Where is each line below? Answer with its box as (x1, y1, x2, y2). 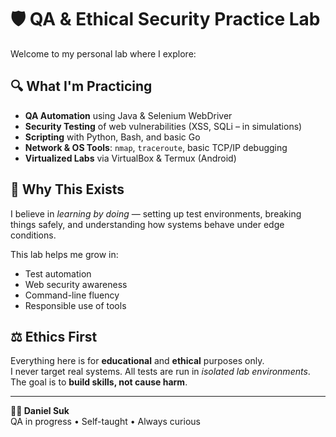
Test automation (24, 267, 92, 280)
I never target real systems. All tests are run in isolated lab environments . (10, 366, 311, 378)
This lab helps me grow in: (10, 248, 119, 260)
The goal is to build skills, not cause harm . (10, 376, 188, 388)
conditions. (10, 229, 57, 241)
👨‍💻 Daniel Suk (10, 405, 70, 417)
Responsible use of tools (24, 299, 127, 311)
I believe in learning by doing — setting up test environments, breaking (10, 207, 302, 220)
